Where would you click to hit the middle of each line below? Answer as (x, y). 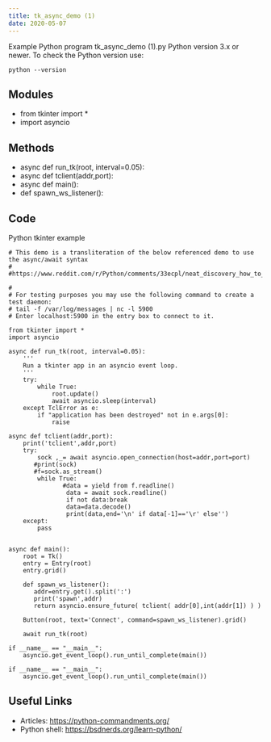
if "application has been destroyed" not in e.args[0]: (133, 415)
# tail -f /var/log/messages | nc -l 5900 (81, 309)
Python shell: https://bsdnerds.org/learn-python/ (101, 729)
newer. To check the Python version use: (76, 55)
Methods (31, 147)
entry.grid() (45, 570)
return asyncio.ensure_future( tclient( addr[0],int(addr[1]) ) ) (148, 606)
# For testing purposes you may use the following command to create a (131, 295)
